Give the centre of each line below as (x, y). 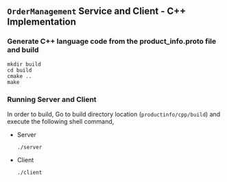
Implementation (42, 22)
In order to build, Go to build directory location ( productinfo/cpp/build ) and (114, 114)
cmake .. (20, 76)
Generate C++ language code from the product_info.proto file (112, 42)
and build (23, 50)
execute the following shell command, (61, 121)
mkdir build (24, 64)
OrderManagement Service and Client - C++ (97, 11)
